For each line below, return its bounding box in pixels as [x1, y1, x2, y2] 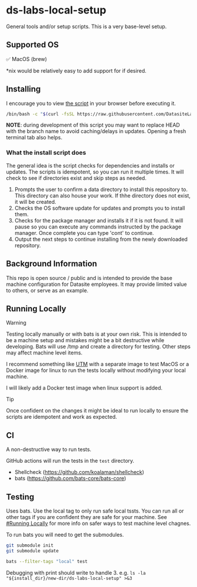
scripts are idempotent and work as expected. [6, 414, 117, 421]
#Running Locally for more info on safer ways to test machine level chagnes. [6, 520, 191, 527]
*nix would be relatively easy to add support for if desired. [6, 67, 147, 74]
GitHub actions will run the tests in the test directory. [6, 458, 135, 465]
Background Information [6, 259, 97, 269]
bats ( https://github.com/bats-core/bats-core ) [14, 475, 127, 482]
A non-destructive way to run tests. [6, 446, 92, 453]
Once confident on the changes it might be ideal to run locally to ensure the [6, 407, 189, 414]
